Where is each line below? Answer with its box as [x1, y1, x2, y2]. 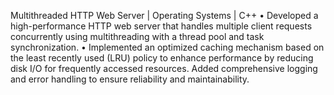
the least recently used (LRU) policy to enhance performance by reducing [10, 52, 314, 64]
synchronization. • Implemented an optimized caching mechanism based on [10, 41, 325, 53]
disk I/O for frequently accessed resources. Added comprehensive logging [10, 63, 318, 74]
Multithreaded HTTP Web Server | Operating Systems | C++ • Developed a [10, 10, 319, 21]
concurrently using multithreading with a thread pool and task [10, 31, 265, 42]
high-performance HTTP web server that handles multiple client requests [10, 20, 313, 32]
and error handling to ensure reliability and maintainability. [10, 73, 250, 85]
